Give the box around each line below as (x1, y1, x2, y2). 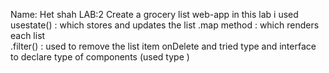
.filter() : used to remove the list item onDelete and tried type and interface (10, 40, 317, 52)
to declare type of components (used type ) (10, 51, 190, 63)
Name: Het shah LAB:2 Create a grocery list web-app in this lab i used (10, 9, 299, 20)
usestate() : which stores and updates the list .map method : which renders (10, 19, 320, 31)
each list (10, 30, 46, 41)
